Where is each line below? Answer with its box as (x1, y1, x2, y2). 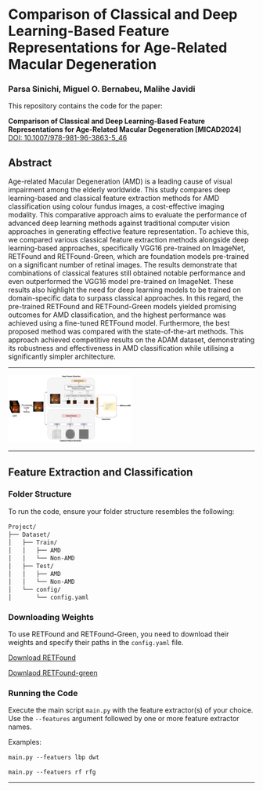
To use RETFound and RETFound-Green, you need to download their (8, 629, 229, 639)
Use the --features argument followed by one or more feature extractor (8, 714, 240, 724)
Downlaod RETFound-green (8, 669, 98, 678)
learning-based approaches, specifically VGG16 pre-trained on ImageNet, (8, 243, 246, 253)
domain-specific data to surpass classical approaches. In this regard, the (8, 293, 244, 303)
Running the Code (8, 688, 78, 699)
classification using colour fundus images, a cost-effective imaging (8, 202, 225, 211)
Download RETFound (8, 653, 76, 662)
